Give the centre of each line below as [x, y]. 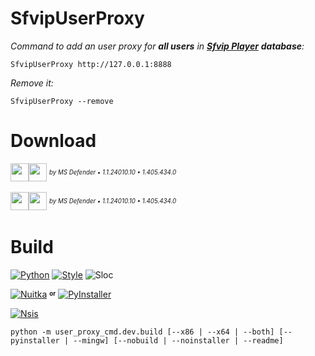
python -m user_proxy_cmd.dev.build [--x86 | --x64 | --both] [142, 332]
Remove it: [32, 83]
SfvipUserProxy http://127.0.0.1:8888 [91, 64]
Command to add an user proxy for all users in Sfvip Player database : [157, 46]
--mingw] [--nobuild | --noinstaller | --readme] [178, 340]
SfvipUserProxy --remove [62, 101]
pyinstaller [35, 340]
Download [53, 141]
